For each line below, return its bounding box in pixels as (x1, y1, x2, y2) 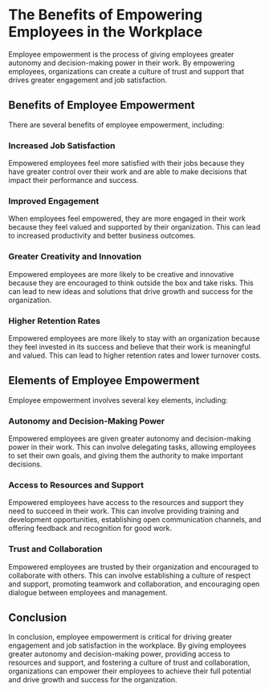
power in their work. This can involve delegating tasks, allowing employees (8, 442, 256, 452)
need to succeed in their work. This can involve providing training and (8, 506, 239, 516)
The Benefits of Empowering (8, 6, 203, 24)
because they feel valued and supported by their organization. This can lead (8, 222, 261, 232)
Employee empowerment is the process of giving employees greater (8, 49, 234, 59)
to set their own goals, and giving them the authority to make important (8, 451, 243, 461)
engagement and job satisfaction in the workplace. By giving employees (8, 640, 247, 650)
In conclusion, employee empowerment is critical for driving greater (8, 632, 233, 642)
